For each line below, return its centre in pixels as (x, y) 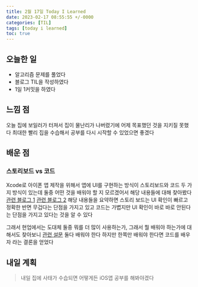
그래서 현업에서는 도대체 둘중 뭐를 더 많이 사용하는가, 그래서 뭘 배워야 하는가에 (96, 227)
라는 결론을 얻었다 (33, 242)
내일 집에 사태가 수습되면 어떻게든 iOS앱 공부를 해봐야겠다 (87, 278)
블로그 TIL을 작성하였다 (42, 82)
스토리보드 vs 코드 (31, 171)
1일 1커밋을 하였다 (35, 89)
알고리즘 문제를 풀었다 (40, 74)
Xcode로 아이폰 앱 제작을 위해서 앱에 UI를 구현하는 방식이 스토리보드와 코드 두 (96, 185)
